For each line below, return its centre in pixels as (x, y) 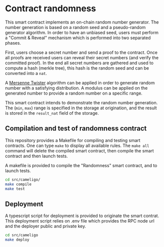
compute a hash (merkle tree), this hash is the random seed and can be (77, 68)
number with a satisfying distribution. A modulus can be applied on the (76, 88)
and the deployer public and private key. (46, 226)
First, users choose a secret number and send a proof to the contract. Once (81, 52)
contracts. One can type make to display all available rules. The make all (77, 146)
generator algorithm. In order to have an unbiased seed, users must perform (82, 32)
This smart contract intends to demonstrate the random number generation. (82, 102)
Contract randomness (51, 9)
